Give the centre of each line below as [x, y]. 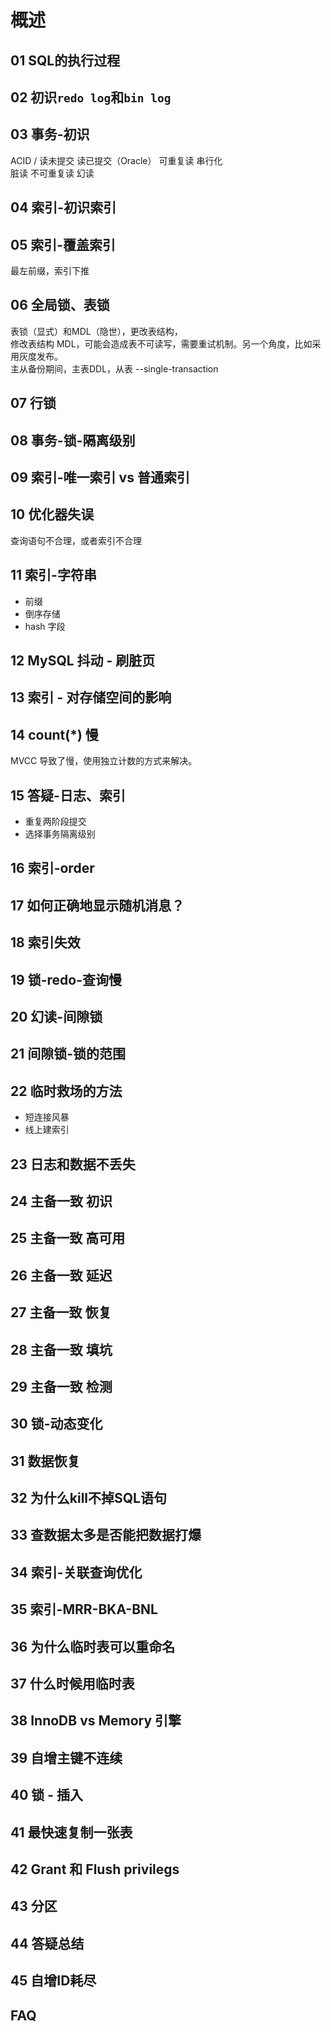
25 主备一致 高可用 [68, 1238]
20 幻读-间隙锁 [56, 1016]
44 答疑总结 [47, 1943]
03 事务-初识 [50, 134]
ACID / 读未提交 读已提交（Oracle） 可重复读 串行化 [116, 160]
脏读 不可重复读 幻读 [52, 173]
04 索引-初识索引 [63, 207]
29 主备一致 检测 [61, 1386]
